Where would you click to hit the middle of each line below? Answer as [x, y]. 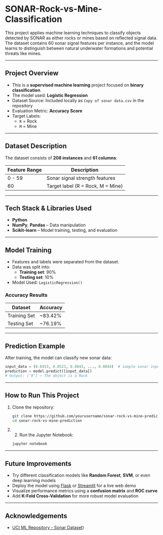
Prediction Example [35, 346]
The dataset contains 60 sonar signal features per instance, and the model [80, 43]
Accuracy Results [26, 295]
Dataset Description [36, 146]
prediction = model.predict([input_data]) [49, 371]
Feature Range [25, 170]
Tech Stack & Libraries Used [49, 208]
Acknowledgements [36, 516]
